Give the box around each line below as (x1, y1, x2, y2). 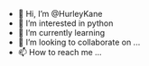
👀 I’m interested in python (17, 18, 114, 29)
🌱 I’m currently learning (17, 28, 106, 37)
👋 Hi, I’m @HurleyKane (17, 9, 103, 19)
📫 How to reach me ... (17, 47, 102, 57)
